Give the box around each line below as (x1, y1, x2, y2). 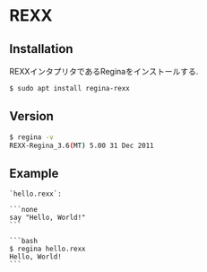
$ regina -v (9, 132, 54, 142)
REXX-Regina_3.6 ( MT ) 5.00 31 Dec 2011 (9, 141, 154, 150)
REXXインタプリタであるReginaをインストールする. (9, 66, 199, 76)
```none (9, 206, 39, 215)
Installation (9, 41, 73, 57)
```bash (9, 237, 39, 246)
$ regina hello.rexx (9, 244, 87, 254)
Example (9, 165, 59, 180)
